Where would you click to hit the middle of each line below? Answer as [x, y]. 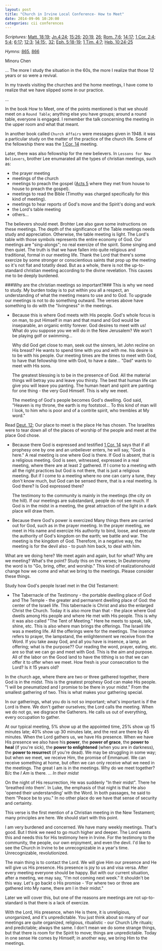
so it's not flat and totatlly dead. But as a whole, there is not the [68, 265]
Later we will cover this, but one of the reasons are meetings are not [73, 898]
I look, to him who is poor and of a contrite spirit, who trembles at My [81, 411]
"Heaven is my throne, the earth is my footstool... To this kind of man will [84, 405]
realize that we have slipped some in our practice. [55, 90]
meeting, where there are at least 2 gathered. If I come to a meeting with [84, 466]
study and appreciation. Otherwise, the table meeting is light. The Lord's [77, 234]
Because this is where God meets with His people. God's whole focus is [84, 315]
